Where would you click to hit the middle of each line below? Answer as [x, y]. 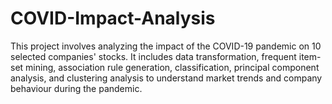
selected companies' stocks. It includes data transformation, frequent [153, 56]
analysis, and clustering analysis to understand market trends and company [166, 78]
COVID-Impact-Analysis [113, 18]
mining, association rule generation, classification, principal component [172, 67]
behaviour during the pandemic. [76, 88]
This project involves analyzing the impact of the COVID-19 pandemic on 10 [166, 46]
